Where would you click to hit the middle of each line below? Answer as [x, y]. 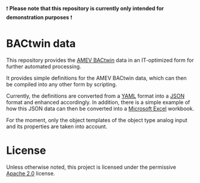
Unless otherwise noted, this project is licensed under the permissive [91, 167]
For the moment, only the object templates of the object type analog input [97, 120]
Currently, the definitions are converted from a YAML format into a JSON [96, 96]
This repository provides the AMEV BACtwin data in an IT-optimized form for [100, 60]
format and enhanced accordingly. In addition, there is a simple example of [98, 102]
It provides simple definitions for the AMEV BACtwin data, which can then [96, 78]
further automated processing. [44, 66]
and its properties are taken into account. [57, 126]
